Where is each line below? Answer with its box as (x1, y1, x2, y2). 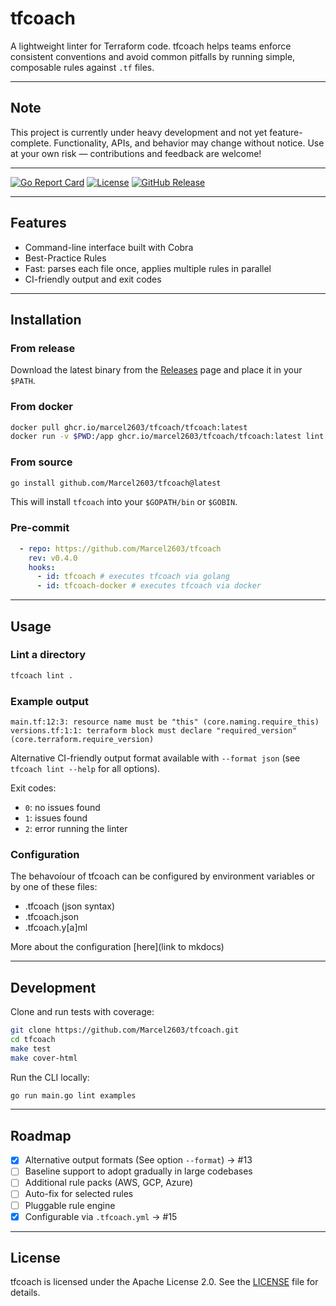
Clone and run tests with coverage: (10, 1006, 155, 1018)
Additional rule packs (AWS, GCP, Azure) (24, 1177, 193, 1189)
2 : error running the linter (24, 823, 128, 834)
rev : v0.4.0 (28, 553, 78, 563)
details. (10, 1287, 41, 1299)
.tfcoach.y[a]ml (24, 922, 88, 934)
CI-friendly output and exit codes (24, 273, 162, 285)
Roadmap (10, 1127, 72, 1144)
